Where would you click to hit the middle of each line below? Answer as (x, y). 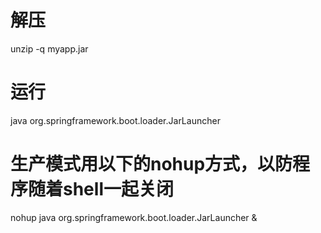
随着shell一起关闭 (101, 189)
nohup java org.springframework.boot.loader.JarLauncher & (134, 217)
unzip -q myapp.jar (49, 48)
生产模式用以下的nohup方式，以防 (151, 164)
